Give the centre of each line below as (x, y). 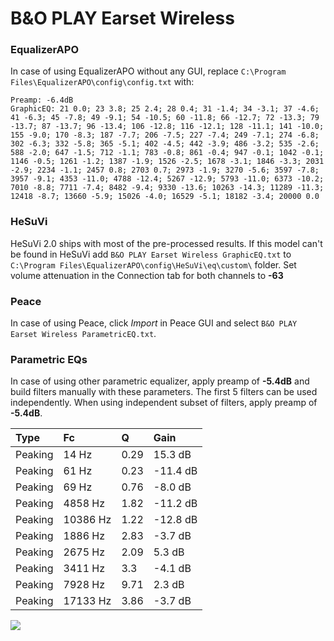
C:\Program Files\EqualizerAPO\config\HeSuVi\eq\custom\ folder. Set (153, 264)
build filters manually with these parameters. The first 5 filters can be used (164, 392)
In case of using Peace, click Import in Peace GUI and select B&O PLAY (154, 323)
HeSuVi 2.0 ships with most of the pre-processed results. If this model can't (166, 243)
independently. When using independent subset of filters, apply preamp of (164, 403)
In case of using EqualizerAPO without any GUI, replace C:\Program (148, 71)
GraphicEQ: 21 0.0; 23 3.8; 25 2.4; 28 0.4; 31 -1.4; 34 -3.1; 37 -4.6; (165, 109)
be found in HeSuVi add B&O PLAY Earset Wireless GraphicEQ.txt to (151, 254)
